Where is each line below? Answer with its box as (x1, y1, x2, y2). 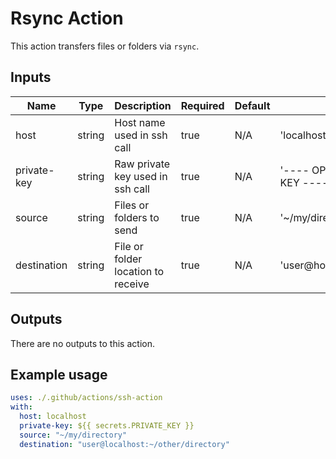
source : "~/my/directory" (19, 430, 128, 440)
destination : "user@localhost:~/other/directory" (19, 439, 230, 449)
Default (234, 98, 271, 112)
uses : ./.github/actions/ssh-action (10, 393, 163, 403)
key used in (114, 169, 168, 183)
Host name (114, 115, 166, 129)
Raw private (114, 157, 171, 171)
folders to (114, 210, 160, 224)
